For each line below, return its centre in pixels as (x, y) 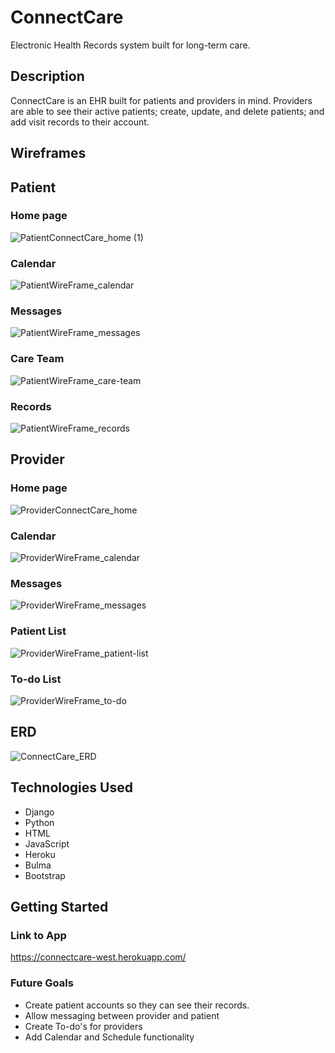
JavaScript (47, 843)
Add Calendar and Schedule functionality (109, 1037)
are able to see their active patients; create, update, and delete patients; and (167, 111)
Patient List (38, 631)
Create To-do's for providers (83, 1026)
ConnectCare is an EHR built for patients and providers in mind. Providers (161, 100)
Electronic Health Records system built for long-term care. (130, 45)
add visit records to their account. (80, 122)
